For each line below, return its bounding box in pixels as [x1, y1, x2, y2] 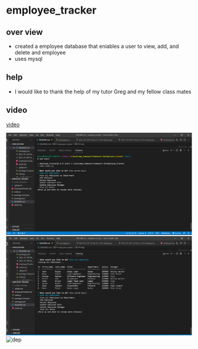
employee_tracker [6, 4, 97, 17]
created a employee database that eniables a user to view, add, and [14, 43, 179, 50]
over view [6, 27, 43, 37]
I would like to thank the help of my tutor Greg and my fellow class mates [14, 88, 192, 95]
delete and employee [14, 49, 66, 56]
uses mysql [14, 56, 43, 62]
